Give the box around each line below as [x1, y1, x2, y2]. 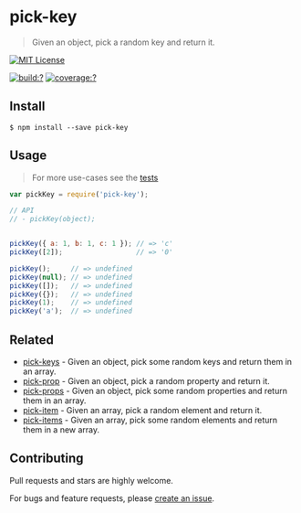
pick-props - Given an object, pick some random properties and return [22, 386, 287, 396]
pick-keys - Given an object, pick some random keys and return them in [22, 357, 293, 367]
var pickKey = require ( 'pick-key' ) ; [9, 189, 149, 198]
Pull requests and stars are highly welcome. [9, 475, 173, 486]
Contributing [9, 451, 84, 466]
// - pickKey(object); [9, 215, 96, 224]
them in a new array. [22, 424, 100, 435]
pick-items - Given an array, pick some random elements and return [22, 414, 278, 425]
